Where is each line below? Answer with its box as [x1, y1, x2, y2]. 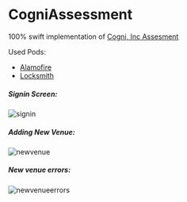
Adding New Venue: [8, 127, 75, 136]
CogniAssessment [8, 6, 133, 24]
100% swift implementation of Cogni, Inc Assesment [8, 32, 179, 41]
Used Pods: [8, 47, 46, 56]
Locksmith [19, 71, 54, 80]
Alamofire [19, 62, 52, 72]
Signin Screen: [8, 89, 58, 98]
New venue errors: [8, 165, 71, 175]
